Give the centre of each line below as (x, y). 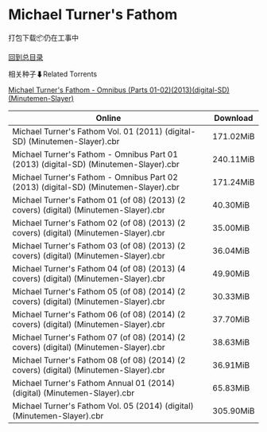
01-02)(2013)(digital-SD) (190, 90)
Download (234, 118)
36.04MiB (231, 251)
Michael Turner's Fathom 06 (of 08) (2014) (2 (99, 314)
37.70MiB (231, 319)
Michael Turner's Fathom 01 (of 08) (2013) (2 (99, 200)
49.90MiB (231, 274)
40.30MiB (231, 204)
